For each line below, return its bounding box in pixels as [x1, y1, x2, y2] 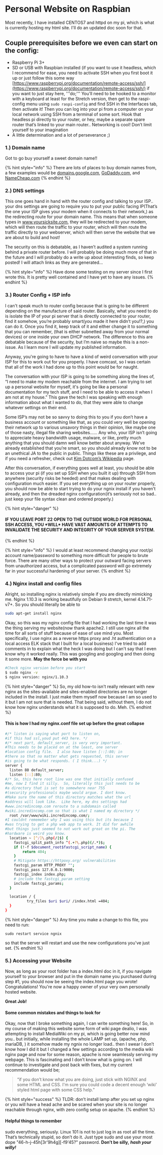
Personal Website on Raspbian [5, 3, 131, 15]
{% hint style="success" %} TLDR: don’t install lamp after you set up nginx [5, 1096, 154, 1102]
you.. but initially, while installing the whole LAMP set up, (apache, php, [5, 1036, 147, 1042]
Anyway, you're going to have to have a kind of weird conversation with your [5, 354, 158, 359]
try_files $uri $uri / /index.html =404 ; [26, 899, 110, 904]
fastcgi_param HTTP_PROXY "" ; [14, 863, 75, 868]
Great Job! [5, 998, 27, 1004]
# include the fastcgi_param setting [14, 876, 90, 881]
